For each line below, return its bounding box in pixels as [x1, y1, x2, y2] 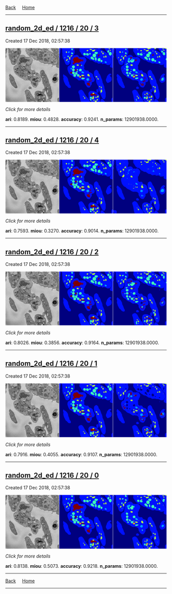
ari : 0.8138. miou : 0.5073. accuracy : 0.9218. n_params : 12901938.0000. [5, 563, 158, 569]
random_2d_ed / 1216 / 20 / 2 [5, 247, 99, 256]
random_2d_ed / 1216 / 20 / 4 [5, 136, 99, 145]
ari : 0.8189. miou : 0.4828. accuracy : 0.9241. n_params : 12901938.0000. [5, 116, 159, 122]
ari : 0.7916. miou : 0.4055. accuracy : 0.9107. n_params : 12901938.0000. [5, 451, 158, 457]
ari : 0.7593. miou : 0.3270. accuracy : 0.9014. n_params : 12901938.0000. [5, 228, 159, 234]
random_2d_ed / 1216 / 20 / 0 [5, 471, 99, 480]
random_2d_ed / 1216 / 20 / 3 [5, 24, 99, 33]
